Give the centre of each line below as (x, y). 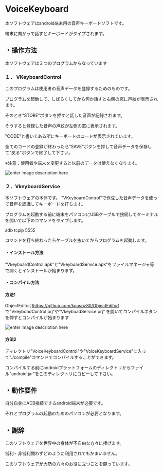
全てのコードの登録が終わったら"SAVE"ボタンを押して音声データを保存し (79, 147)
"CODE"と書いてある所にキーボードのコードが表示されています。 (70, 136)
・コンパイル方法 (22, 282)
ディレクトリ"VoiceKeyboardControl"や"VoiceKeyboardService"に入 (73, 351)
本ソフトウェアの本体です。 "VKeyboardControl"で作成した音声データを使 (79, 198)
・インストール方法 (24, 252)
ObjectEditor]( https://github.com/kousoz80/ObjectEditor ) (62, 306)
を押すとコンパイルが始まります (37, 318)
